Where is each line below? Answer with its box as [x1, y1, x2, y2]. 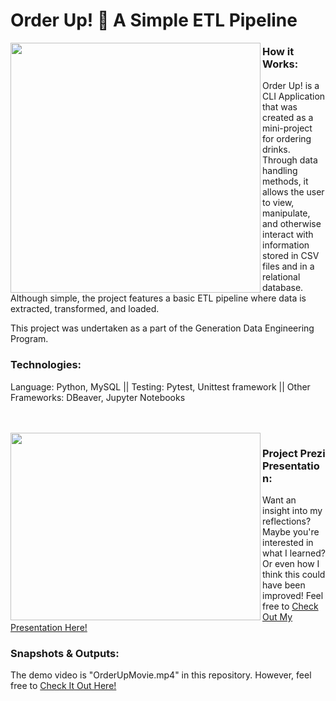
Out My [262, 611, 293, 623]
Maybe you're [262, 526, 320, 538]
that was [262, 101, 298, 113]
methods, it [262, 175, 309, 188]
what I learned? [262, 547, 327, 559]
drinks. [262, 144, 291, 156]
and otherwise [262, 218, 322, 230]
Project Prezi [262, 446, 326, 460]
